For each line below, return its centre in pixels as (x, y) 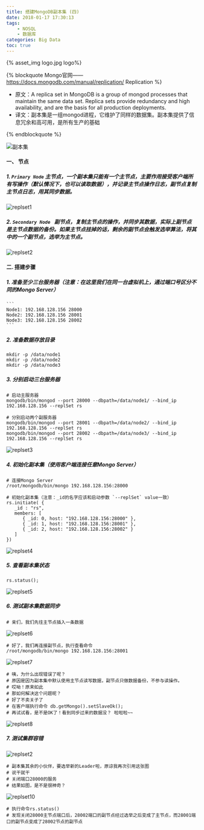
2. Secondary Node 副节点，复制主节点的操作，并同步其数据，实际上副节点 (99, 222)
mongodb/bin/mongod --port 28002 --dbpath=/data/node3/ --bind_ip (91, 433)
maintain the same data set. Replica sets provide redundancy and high (102, 101)
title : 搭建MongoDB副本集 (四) (43, 12)
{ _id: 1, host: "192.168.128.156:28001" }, (79, 524)
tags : (13, 23)
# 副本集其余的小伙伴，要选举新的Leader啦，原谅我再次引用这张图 (78, 766)
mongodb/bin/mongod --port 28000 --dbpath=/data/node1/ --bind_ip (91, 401)
